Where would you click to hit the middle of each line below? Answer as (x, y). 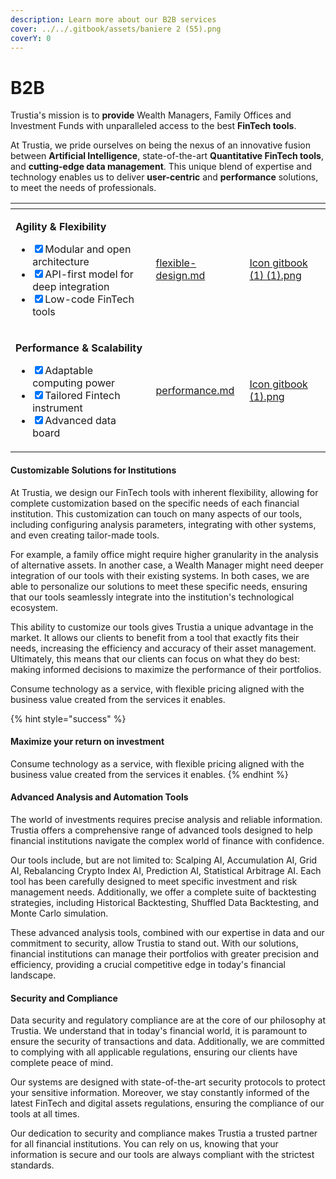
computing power (74, 383)
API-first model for (89, 274)
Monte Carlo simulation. (59, 913)
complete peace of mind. (62, 1063)
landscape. (33, 975)
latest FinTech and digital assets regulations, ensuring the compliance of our (167, 1103)
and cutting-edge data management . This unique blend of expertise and (161, 167)
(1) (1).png (275, 276)
